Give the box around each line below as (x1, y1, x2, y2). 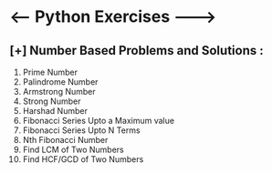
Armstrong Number (22, 86, 96, 97)
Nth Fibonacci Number (22, 135, 109, 145)
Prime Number (22, 66, 78, 77)
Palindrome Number (22, 76, 99, 87)
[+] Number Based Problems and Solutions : (9, 43, 264, 58)
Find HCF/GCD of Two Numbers (22, 154, 144, 165)
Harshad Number (22, 106, 89, 116)
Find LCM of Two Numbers (22, 144, 125, 155)
